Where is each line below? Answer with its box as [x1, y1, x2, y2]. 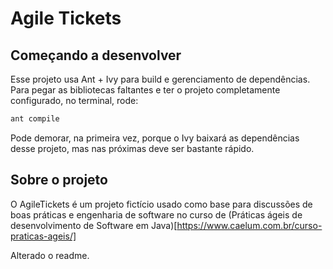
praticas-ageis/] [10, 230, 77, 242]
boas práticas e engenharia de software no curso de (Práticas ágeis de [10, 208, 303, 221]
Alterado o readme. [10, 249, 90, 261]
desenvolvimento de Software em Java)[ [10, 219, 178, 231]
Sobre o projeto [10, 172, 108, 189]
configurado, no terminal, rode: [10, 95, 139, 106]
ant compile [10, 114, 60, 124]
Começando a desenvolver [10, 47, 182, 64]
